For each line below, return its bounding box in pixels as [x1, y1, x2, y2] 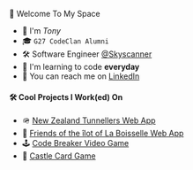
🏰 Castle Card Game [21, 151, 96, 161]
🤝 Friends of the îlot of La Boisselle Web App [21, 128, 184, 139]
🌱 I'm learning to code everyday [21, 62, 140, 72]
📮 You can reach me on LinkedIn [21, 71, 140, 81]
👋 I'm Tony [21, 26, 62, 35]
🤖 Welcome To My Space [9, 9, 101, 19]
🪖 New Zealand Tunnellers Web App [21, 115, 156, 126]
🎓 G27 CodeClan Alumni [21, 35, 109, 46]
